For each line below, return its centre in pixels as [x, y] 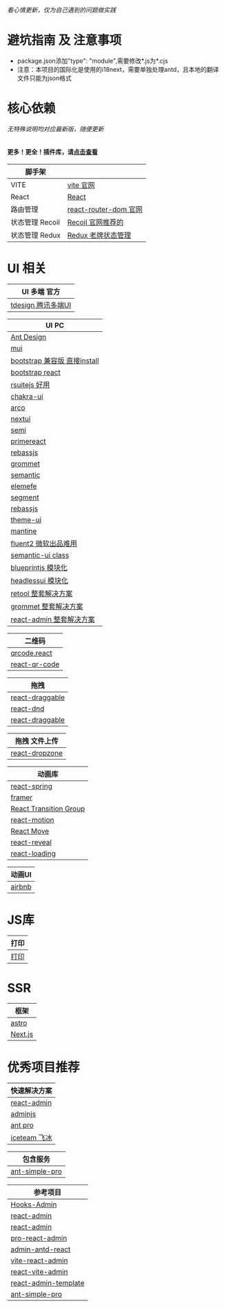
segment [25, 497]
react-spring [32, 786]
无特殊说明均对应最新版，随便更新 [55, 129]
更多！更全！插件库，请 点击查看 [52, 152]
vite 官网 [81, 185]
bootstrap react [35, 373]
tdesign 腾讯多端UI [41, 305]
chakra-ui [27, 397]
